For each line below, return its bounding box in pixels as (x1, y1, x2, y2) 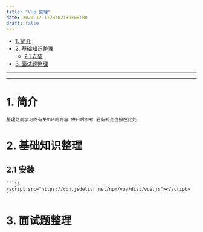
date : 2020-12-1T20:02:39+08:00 (6, 15, 88, 21)
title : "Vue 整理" (6, 8, 51, 15)
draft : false (6, 20, 39, 26)
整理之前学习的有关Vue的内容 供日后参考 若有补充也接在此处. (6, 116, 140, 123)
